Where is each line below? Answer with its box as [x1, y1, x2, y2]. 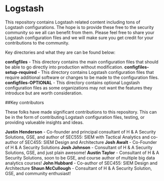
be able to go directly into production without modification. [5, 64, 123, 70]
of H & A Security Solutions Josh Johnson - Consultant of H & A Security [5, 144, 153, 150]
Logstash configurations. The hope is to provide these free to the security [5, 24, 154, 30]
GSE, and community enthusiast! [5, 170, 71, 176]
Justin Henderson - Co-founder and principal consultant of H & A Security [5, 129, 156, 135]
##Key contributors [5, 99, 44, 105]
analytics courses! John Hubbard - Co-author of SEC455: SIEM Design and [5, 160, 158, 166]
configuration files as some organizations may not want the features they [5, 85, 153, 90]
